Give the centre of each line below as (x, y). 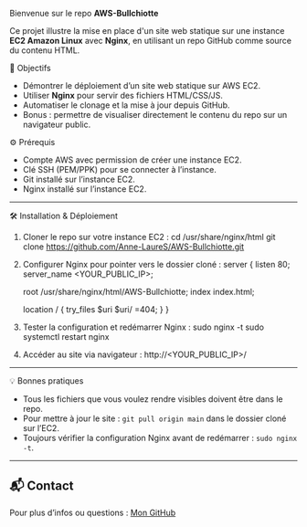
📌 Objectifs (31, 68)
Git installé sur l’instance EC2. (79, 179)
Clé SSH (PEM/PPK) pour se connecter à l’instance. (120, 169)
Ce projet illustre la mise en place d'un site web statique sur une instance (147, 31)
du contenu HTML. (45, 50)
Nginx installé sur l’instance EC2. (85, 189)
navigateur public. (57, 124)
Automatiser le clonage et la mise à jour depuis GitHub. (126, 105)
